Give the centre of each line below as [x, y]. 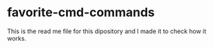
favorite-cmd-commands [81, 13]
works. [17, 38]
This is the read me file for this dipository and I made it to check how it [107, 31]
